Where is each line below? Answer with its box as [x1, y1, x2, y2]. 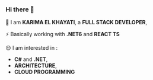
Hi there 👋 [5, 5, 35, 14]
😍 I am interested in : [5, 44, 58, 52]
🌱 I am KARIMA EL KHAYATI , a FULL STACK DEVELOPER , [5, 19, 148, 26]
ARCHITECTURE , [14, 62, 57, 69]
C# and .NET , [14, 56, 48, 63]
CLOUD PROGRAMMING [14, 68, 75, 76]
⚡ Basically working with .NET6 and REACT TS [5, 31, 120, 38]
